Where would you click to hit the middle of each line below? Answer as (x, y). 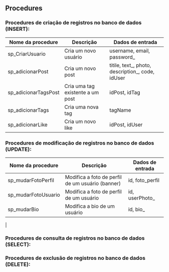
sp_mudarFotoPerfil (31, 180)
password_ (122, 57)
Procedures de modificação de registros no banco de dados (80, 143)
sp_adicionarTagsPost (34, 92)
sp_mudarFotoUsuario (34, 195)
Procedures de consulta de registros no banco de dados (75, 238)
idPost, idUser (126, 124)
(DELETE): (18, 264)
